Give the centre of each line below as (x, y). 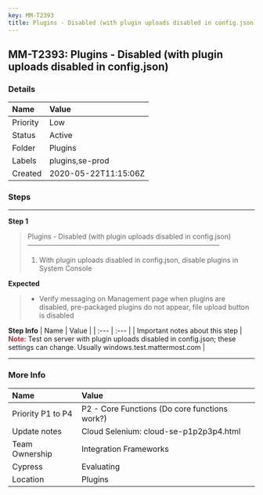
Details (22, 89)
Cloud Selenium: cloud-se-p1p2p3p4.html (161, 431)
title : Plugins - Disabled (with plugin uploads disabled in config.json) (133, 23)
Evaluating (101, 466)
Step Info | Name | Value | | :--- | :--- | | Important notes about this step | (125, 331)
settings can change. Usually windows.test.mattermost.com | (107, 348)
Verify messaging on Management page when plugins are (132, 299)
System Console (65, 268)
